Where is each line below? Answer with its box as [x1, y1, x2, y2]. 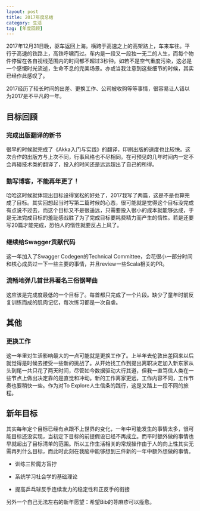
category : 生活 [6, 20, 42, 26]
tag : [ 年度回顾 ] [6, 25, 43, 32]
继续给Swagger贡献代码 [6, 238, 76, 247]
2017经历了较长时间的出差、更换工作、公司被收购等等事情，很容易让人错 [6, 85, 185, 93]
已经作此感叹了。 [6, 72, 48, 79]
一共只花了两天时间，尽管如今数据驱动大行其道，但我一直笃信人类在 [21, 367, 189, 374]
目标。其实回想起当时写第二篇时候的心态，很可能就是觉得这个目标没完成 [16, 199, 194, 207]
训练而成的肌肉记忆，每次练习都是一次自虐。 [11, 298, 121, 306]
